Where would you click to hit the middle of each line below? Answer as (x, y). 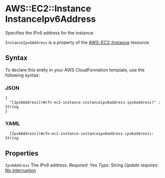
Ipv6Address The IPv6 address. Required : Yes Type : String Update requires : (82, 165)
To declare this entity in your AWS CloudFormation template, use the (75, 70)
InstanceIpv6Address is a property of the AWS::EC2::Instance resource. (78, 42)
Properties (22, 153)
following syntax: (23, 75)
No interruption (21, 171)
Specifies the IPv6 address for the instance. (50, 33)
